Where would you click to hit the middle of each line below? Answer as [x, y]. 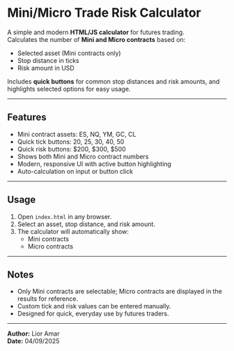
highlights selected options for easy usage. [69, 89]
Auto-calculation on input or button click [75, 171]
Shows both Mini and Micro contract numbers [83, 156]
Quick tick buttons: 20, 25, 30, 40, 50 [71, 142]
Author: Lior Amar [33, 334]
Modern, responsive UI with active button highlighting [94, 164]
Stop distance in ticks [48, 60]
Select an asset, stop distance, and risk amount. [86, 224]
